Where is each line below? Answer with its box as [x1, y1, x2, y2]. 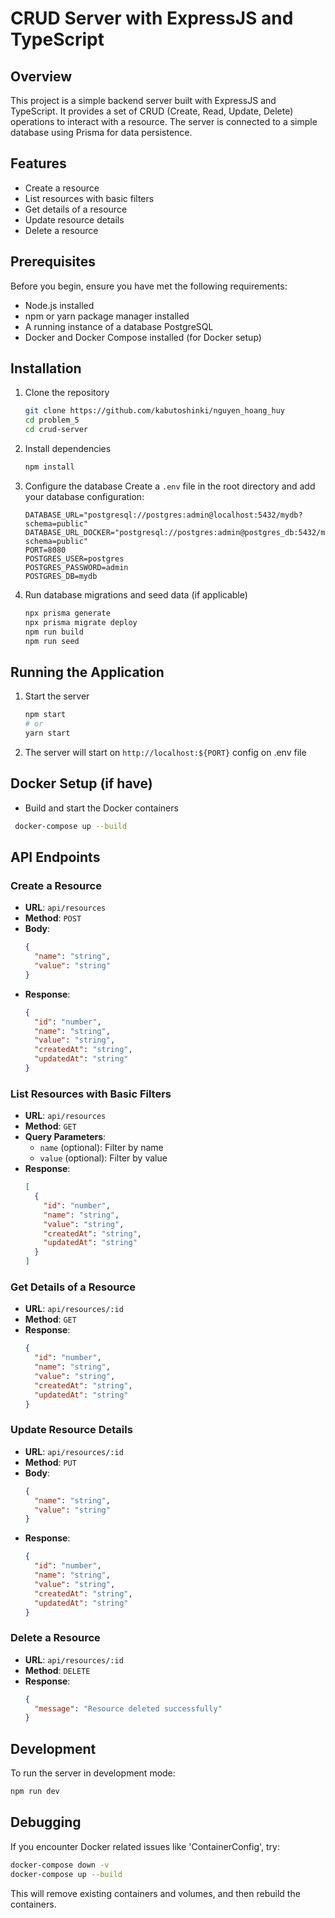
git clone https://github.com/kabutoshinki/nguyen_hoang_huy [24, 406, 286, 416]
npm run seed [24, 636, 80, 646]
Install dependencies [24, 443, 112, 455]
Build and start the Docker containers [24, 802, 179, 814]
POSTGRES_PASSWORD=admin [24, 562, 129, 572]
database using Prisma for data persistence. [10, 127, 193, 138]
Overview [10, 68, 73, 85]
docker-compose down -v [10, 1860, 110, 1870]
